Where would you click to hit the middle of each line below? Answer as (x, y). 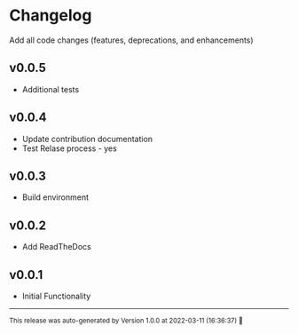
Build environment (55, 197)
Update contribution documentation (87, 139)
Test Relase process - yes (69, 148)
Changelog (51, 16)
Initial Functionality (56, 296)
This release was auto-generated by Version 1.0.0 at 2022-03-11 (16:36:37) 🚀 (126, 321)
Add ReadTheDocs (56, 247)
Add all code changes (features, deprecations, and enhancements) (132, 40)
